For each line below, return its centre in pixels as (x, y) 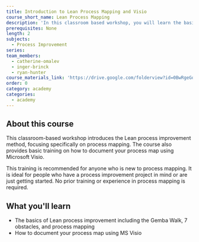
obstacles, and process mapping (54, 227)
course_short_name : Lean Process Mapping (58, 17)
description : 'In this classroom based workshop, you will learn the (94, 23)
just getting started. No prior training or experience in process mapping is (96, 181)
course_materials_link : (36, 78)
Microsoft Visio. (25, 157)
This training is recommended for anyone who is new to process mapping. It (99, 168)
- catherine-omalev (36, 61)
